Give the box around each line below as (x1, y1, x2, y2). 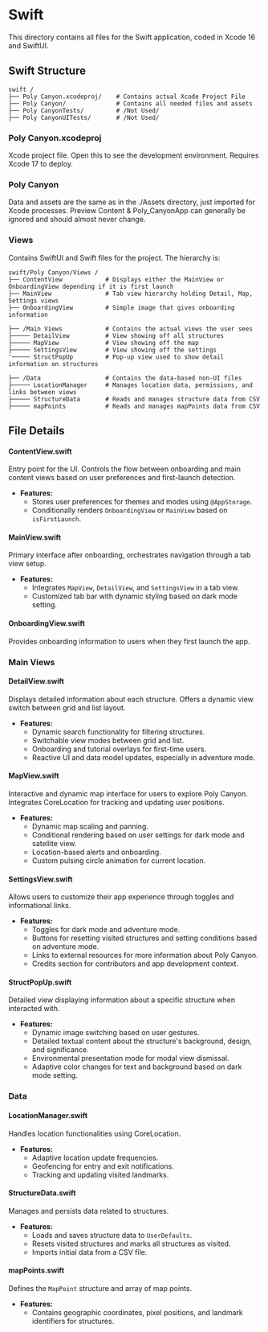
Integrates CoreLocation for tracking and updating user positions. (8, 797, 225, 807)
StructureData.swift (8, 1188, 76, 1198)
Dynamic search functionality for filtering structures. (31, 726, 205, 737)
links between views (8, 388, 78, 396)
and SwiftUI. (8, 40, 49, 50)
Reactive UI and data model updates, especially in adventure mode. (31, 752, 255, 762)
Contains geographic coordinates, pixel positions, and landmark (31, 1307, 243, 1317)
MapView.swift (8, 771, 59, 781)
